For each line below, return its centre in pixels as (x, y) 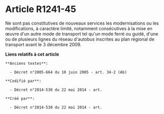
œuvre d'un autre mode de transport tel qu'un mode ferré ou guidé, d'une (82, 34)
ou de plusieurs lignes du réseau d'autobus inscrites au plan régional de (80, 39)
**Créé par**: (20, 98)
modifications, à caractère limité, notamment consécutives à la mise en (79, 28)
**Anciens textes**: (27, 63)
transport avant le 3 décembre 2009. (43, 44)
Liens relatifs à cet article (32, 54)
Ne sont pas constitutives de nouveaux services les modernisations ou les (82, 23)
